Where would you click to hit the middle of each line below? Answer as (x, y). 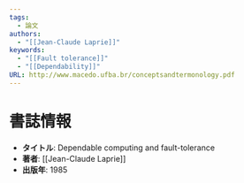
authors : (25, 34)
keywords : (27, 50)
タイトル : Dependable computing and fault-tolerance (118, 148)
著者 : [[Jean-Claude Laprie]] (74, 158)
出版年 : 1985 (45, 170)
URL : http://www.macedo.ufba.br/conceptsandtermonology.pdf (122, 75)
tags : (19, 17)
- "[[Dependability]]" (59, 67)
